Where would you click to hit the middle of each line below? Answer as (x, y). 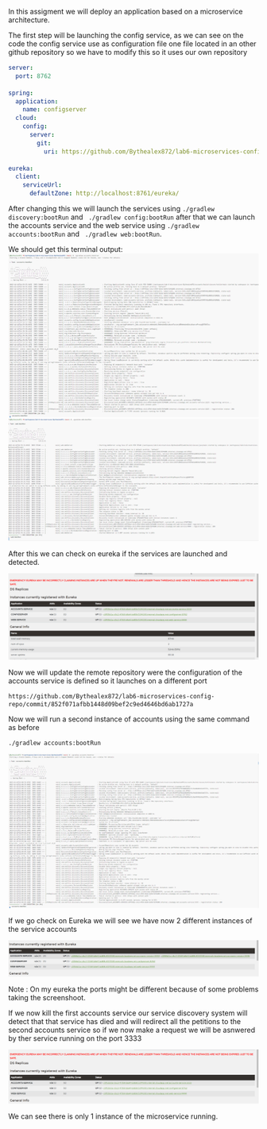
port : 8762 (33, 76)
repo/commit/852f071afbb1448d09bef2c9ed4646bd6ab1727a (101, 704)
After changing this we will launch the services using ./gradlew (111, 209)
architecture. (29, 20)
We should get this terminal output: (66, 249)
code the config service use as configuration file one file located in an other (132, 44)
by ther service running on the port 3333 (75, 1038)
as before (24, 727)
